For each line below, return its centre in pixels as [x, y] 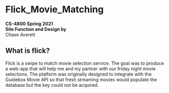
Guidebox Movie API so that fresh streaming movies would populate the [81, 79]
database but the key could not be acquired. [52, 85]
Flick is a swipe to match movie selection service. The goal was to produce [85, 63]
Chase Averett [20, 34]
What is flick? [28, 51]
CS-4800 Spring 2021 [29, 24]
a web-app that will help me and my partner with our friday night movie [80, 68]
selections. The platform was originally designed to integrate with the [79, 74]
